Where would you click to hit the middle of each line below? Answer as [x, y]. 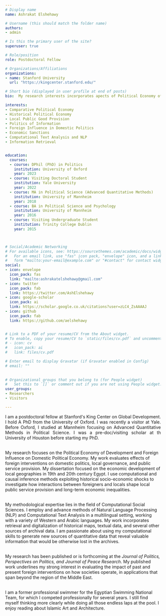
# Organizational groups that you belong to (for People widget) [74, 380]
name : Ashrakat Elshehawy [32, 14]
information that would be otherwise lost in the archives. [62, 541]
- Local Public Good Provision [37, 119]
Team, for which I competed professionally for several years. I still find [77, 597]
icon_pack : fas [25, 274]
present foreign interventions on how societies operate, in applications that [82, 572]
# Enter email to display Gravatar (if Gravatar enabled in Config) [77, 361]
